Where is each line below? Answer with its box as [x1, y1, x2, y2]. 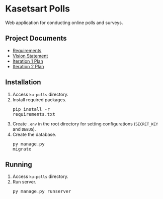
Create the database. [12, 131, 56, 137]
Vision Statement [12, 53, 48, 59]
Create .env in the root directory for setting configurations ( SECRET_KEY [12, 121, 158, 127]
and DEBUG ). [12, 126, 36, 132]
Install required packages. [12, 96, 66, 103]
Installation [5, 78, 41, 87]
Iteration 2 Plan [12, 63, 44, 69]
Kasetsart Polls [5, 3, 70, 15]
